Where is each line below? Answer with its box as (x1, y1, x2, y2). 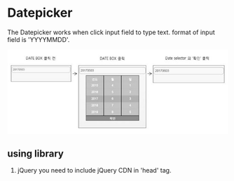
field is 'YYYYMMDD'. (7, 35, 70, 43)
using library (7, 148, 64, 160)
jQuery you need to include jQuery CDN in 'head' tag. (17, 166, 172, 175)
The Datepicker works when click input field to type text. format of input (7, 28, 215, 36)
